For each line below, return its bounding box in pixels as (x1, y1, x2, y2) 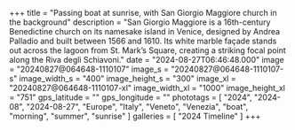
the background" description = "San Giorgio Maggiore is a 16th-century (9, 17, 271, 27)
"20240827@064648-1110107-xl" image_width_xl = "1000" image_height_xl (9, 83, 286, 93)
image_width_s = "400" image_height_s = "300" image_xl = (19, 73, 237, 83)
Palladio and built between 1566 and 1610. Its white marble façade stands (9, 35, 277, 46)
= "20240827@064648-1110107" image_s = (9, 64, 170, 74)
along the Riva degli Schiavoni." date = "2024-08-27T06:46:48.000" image (9, 55, 284, 65)
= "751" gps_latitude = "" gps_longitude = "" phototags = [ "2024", (9, 92, 252, 103)
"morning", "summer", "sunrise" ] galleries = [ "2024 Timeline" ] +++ (9, 111, 261, 121)
